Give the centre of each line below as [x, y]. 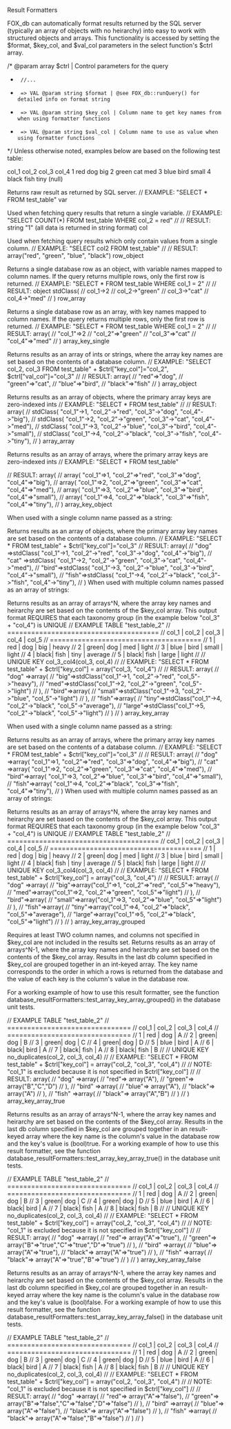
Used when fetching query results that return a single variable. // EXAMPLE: [115, 213]
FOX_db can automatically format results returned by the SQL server [104, 23]
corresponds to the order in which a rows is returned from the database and [115, 971]
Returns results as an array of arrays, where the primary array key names [111, 740]
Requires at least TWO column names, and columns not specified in [103, 935]
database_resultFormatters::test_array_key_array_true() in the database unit [114, 1158]
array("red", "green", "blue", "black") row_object [76, 256]
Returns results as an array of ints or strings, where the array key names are [115, 354]
